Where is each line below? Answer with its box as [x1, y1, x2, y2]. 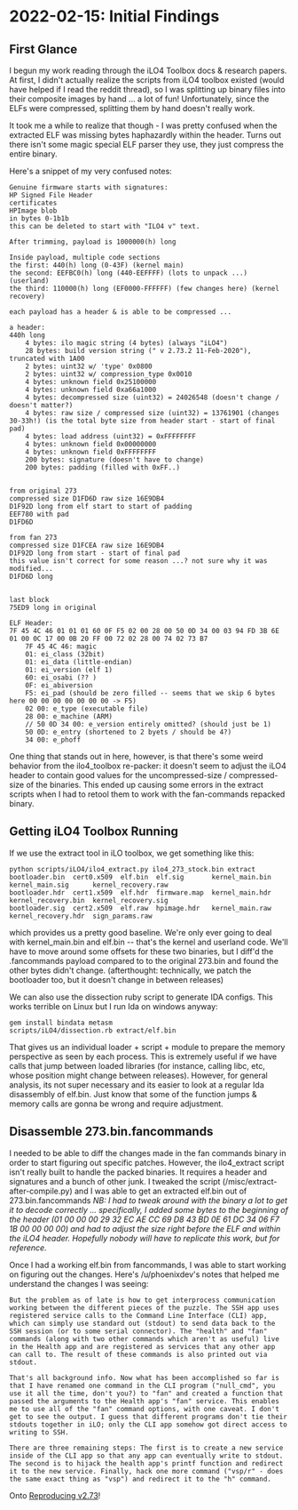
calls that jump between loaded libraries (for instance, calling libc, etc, [9, 1060, 266, 1071]
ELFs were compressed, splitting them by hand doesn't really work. [9, 103, 255, 113]
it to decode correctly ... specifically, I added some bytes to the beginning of [9, 1204, 288, 1215]
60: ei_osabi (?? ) [25, 673, 98, 682]
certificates [9, 198, 58, 207]
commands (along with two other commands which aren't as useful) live [9, 1334, 279, 1344]
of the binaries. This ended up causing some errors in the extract [26, 780, 264, 790]
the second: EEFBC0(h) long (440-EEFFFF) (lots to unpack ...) [9, 269, 248, 277]
